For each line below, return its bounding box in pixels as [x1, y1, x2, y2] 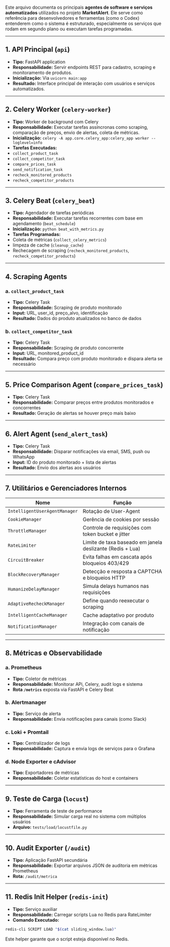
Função [113, 499, 132, 506]
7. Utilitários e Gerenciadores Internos [5, 484, 127, 493]
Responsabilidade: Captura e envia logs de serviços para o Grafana [12, 746, 155, 752]
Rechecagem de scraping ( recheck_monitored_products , [12, 248, 130, 254]
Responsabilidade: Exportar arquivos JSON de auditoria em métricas [12, 862, 158, 869]
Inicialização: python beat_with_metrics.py [12, 226, 104, 232]
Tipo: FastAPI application [12, 58, 66, 65]
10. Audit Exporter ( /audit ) [5, 844, 91, 852]
